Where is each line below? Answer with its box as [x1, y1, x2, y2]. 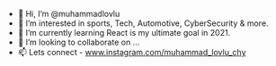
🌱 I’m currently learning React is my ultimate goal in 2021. [17, 28, 231, 37]
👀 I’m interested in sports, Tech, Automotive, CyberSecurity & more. [17, 18, 269, 29]
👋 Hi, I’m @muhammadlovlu [17, 9, 120, 19]
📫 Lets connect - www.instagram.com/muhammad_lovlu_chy [17, 47, 246, 57]
